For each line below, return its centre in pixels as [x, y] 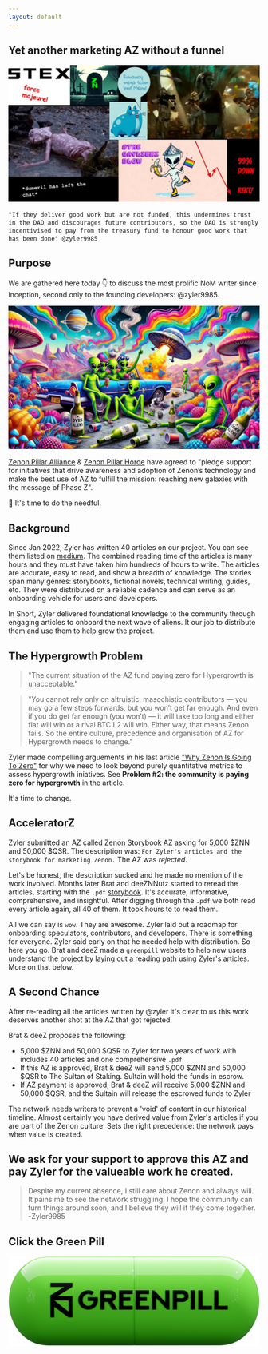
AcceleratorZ [42, 823]
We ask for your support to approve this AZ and [128, 1159]
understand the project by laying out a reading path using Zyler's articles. [129, 958]
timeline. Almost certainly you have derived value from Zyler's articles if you [133, 1117]
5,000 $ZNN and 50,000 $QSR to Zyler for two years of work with [128, 1050]
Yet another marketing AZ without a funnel [116, 51]
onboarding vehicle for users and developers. [83, 599]
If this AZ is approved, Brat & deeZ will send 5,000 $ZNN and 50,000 [132, 1068]
